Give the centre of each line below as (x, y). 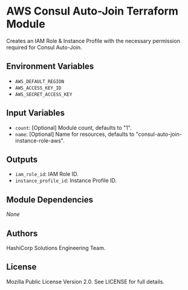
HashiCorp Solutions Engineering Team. (56, 248)
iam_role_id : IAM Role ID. (47, 174)
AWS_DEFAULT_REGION (40, 81)
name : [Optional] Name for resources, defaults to (75, 134)
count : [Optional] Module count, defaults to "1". (73, 127)
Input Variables (36, 113)
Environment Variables (50, 66)
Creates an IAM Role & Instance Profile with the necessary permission (93, 41)
